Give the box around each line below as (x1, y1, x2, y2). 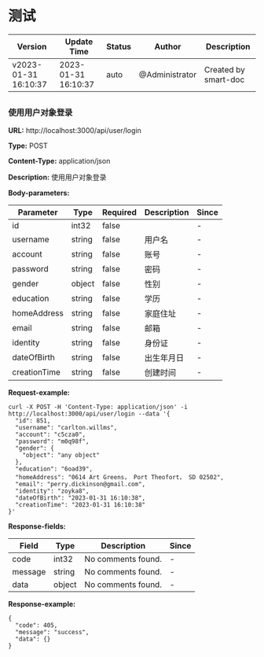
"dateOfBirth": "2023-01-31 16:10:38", (15, 493, 146, 502)
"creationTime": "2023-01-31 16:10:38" (15, 500, 146, 508)
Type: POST (8, 141, 49, 150)
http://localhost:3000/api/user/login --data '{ (8, 410, 170, 418)
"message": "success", (15, 628, 90, 636)
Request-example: (8, 387, 71, 397)
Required (101, 206, 137, 217)
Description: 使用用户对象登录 (8, 172, 107, 182)
